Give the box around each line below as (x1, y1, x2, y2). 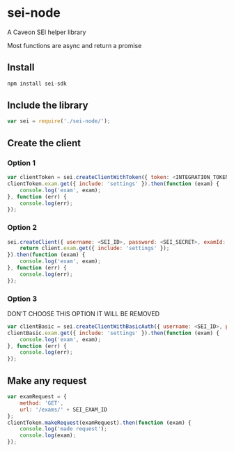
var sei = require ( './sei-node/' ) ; (7, 118, 111, 125)
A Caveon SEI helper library (7, 28, 86, 36)
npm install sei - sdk (7, 80, 68, 87)
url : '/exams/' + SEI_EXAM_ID (19, 406, 108, 413)
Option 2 (7, 223, 37, 233)
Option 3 (7, 294, 37, 304)
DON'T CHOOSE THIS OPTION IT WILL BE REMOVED (7, 309, 160, 318)
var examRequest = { (7, 393, 68, 400)
